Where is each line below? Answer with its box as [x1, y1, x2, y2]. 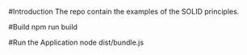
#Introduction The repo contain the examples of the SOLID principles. [8, 7, 240, 16]
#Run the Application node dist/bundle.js [8, 37, 144, 47]
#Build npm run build [8, 22, 78, 31]
